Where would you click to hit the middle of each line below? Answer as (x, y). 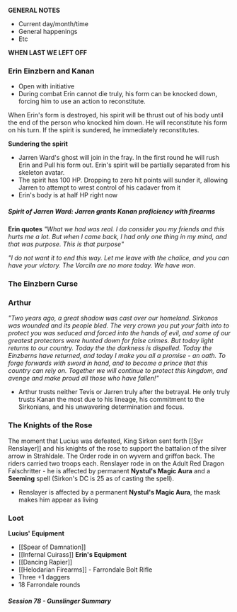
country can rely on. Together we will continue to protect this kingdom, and (118, 371)
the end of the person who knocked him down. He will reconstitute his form (118, 122)
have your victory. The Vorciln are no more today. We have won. (102, 265)
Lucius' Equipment (36, 533)
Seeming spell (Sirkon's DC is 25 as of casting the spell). (91, 478)
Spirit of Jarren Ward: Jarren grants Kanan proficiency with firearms (111, 211)
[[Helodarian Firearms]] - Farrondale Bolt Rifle (85, 570)
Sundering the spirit (38, 144)
